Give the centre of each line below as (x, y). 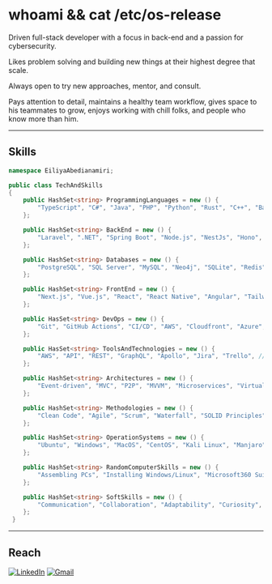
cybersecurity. (32, 45)
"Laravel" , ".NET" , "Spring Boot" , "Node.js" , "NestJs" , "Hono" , (150, 237)
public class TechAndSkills (56, 185)
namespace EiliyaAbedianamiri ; (61, 171)
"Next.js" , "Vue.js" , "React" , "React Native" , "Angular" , (139, 297)
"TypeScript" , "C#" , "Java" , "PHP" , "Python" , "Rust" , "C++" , (144, 208)
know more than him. (44, 118)
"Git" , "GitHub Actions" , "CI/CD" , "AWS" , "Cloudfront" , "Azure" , (152, 326)
